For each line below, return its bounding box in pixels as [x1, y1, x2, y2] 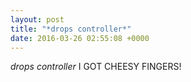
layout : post [10, 14, 65, 25]
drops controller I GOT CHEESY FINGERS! [10, 61, 182, 73]
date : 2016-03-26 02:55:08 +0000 [10, 33, 150, 43]
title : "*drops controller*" [10, 24, 132, 34]
